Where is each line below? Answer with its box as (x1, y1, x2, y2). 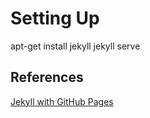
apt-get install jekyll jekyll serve (10, 40, 141, 52)
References (10, 69, 84, 86)
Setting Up (10, 7, 100, 30)
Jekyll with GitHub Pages (10, 95, 114, 107)
